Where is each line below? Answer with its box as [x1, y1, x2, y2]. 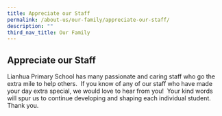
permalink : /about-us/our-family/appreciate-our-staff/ [7, 16, 170, 23]
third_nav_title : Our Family [7, 29, 90, 36]
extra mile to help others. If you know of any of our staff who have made [7, 80, 213, 88]
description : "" [7, 23, 53, 29]
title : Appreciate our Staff [7, 10, 90, 17]
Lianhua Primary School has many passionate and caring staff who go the [7, 72, 216, 81]
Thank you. [7, 102, 39, 110]
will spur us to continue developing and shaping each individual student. [7, 94, 211, 102]
